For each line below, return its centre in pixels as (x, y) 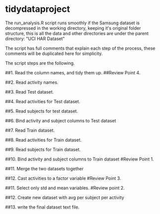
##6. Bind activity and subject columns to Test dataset (61, 120)
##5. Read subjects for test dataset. (42, 111)
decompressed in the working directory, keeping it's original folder (73, 28)
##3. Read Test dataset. (29, 92)
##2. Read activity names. (32, 82)
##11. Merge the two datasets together (45, 168)
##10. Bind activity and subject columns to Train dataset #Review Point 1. (80, 159)
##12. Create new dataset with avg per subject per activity (65, 197)
